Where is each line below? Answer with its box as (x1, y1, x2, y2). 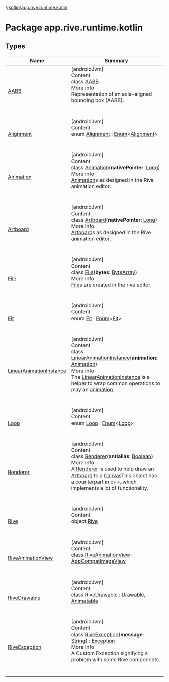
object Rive (71, 518, 98, 524)
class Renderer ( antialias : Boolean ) (71, 453, 153, 460)
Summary (104, 57, 128, 64)
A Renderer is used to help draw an (71, 465, 154, 473)
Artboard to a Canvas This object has (71, 472, 157, 479)
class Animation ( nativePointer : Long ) (71, 164, 160, 171)
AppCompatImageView (71, 558, 126, 564)
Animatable (71, 598, 98, 604)
